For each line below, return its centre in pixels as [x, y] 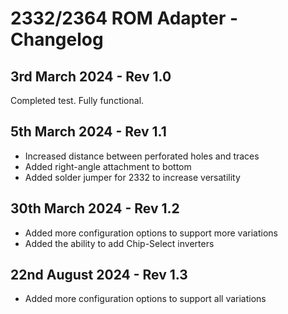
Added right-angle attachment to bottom [108, 166]
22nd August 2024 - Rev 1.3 [99, 275]
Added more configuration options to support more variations [151, 233]
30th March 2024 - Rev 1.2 [95, 208]
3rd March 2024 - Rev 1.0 [91, 76]
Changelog [57, 39]
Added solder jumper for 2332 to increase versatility [132, 177]
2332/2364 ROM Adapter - [124, 18]
